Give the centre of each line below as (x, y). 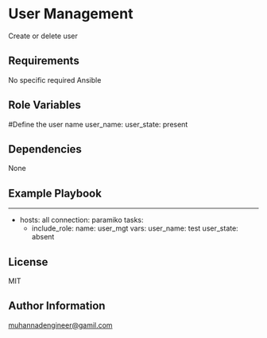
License (28, 262)
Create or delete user (43, 36)
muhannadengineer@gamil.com (60, 325)
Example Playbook (55, 193)
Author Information (57, 306)
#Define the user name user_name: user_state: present (98, 124)
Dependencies (45, 149)
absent (43, 237)
